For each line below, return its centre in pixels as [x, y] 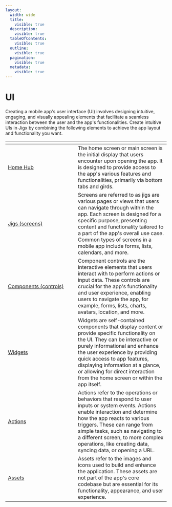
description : [24, 29]
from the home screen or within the [120, 378]
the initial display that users [111, 154]
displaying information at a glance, [119, 365]
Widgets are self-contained [111, 320]
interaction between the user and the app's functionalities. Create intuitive [83, 122]
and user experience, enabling [114, 292]
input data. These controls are [114, 280]
